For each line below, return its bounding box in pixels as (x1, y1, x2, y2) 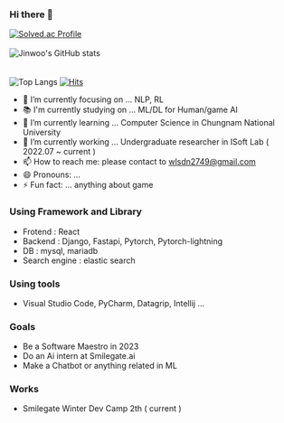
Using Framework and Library (9, 205, 143, 218)
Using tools (9, 277, 61, 290)
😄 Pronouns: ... (22, 169, 81, 180)
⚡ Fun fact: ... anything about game (22, 180, 154, 191)
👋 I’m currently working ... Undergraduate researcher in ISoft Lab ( (22, 136, 270, 147)
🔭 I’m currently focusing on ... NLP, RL (22, 94, 165, 105)
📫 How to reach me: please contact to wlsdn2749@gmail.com (22, 156, 256, 167)
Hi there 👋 (9, 8, 54, 21)
